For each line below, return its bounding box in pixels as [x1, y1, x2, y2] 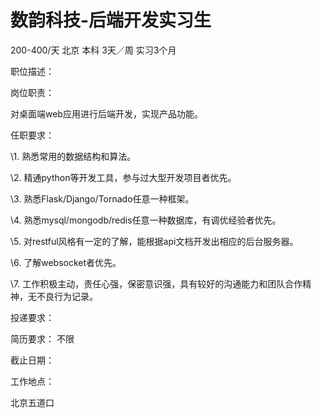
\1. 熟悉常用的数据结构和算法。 [10, 150, 137, 162]
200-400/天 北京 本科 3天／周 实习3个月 [10, 44, 177, 56]
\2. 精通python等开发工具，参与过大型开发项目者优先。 [10, 171, 237, 183]
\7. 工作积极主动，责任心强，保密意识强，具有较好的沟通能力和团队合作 [10, 277, 303, 290]
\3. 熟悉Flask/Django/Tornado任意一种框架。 [10, 192, 195, 205]
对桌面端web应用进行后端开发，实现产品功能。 [10, 107, 203, 120]
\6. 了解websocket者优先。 [10, 256, 122, 268]
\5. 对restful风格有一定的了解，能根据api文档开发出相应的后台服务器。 [10, 235, 299, 247]
